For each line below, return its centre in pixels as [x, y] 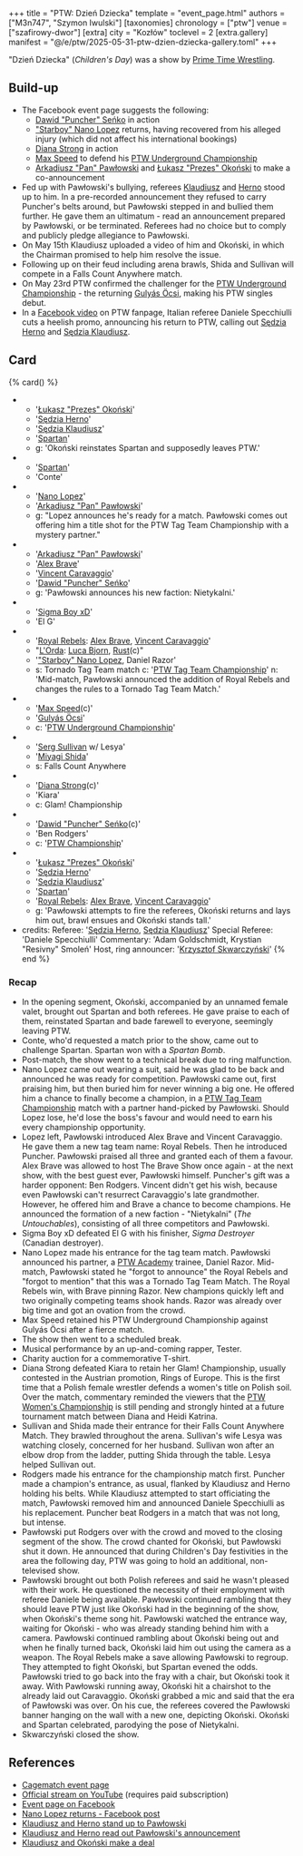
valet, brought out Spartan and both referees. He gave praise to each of [156, 1011]
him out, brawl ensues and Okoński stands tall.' [123, 920]
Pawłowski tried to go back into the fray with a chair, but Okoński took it [156, 1676]
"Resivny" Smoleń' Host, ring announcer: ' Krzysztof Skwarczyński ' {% [153, 949]
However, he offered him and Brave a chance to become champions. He [156, 1204]
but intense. [44, 1522]
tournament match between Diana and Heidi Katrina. [120, 1416]
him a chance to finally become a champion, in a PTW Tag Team [142, 1098]
